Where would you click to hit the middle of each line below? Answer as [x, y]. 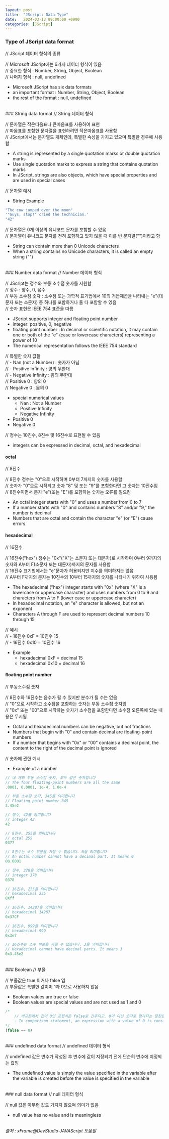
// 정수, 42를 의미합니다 [28, 815]
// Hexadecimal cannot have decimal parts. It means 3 [64, 949]
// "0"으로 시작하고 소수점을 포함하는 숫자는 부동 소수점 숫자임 [66, 704]
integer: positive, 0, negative [42, 324]
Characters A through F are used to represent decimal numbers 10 [81, 614]
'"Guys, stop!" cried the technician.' [47, 215]
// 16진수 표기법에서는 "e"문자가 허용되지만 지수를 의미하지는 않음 [69, 571]
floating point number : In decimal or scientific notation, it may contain [85, 330]
